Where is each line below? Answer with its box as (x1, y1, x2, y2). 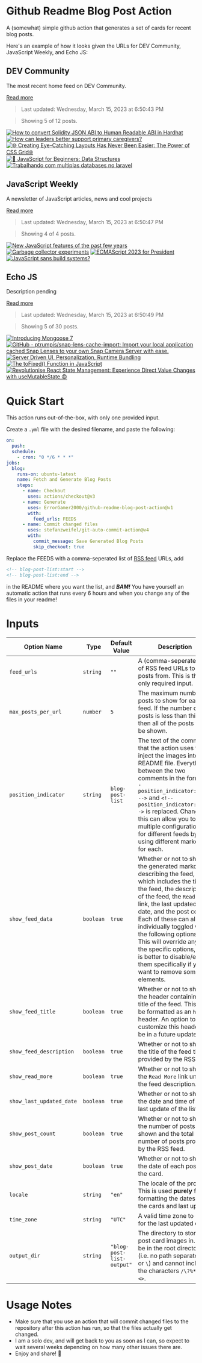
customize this (138, 1023, 179, 1031)
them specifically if (138, 960, 192, 968)
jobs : (6, 460, 20, 466)
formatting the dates (138, 1194, 195, 1203)
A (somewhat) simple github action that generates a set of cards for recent (6, 24, 191, 31)
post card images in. (138, 1236, 195, 1245)
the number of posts (138, 1122, 195, 1130)
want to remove (138, 967, 182, 976)
